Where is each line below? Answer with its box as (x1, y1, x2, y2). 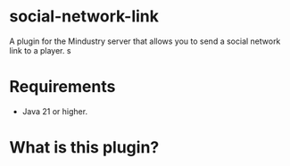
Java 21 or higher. (21, 105, 87, 117)
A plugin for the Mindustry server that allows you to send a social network (9, 36, 281, 46)
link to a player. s (9, 45, 71, 55)
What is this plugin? (9, 137, 160, 158)
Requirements (9, 77, 116, 97)
